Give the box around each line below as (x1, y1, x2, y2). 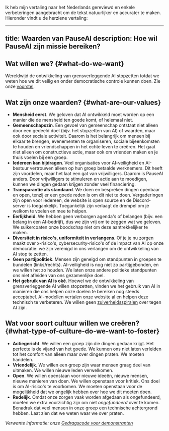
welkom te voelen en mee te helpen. (12, 208, 88, 214)
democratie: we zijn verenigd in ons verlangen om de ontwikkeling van (12, 246, 159, 252)
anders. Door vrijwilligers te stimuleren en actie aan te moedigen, (12, 176, 147, 182)
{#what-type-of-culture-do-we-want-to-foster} (5, 327, 160, 336)
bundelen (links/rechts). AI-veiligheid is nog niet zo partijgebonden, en (12, 262, 159, 268)
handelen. (12, 356, 34, 362)
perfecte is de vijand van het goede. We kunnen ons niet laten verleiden (12, 346, 162, 352)
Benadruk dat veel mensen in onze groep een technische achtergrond (12, 405, 157, 411)
